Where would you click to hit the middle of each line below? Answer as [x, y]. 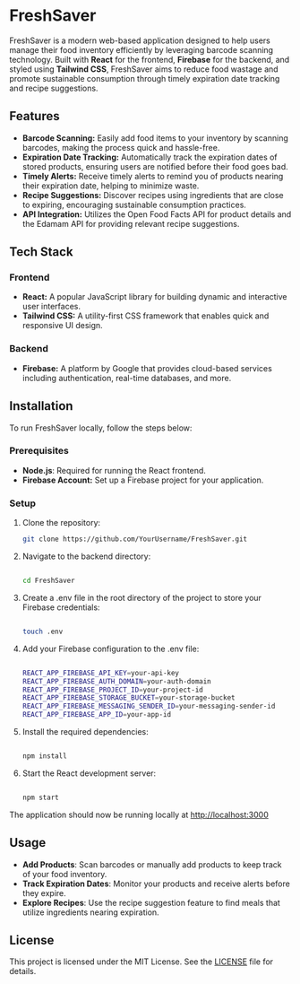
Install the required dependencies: [86, 732]
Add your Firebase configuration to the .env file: [111, 649]
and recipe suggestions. [54, 88]
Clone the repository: [61, 523]
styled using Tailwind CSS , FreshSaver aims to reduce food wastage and [144, 69]
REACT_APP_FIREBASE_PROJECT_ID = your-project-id [112, 690]
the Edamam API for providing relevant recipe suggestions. [131, 223]
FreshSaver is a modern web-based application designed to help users [140, 40]
